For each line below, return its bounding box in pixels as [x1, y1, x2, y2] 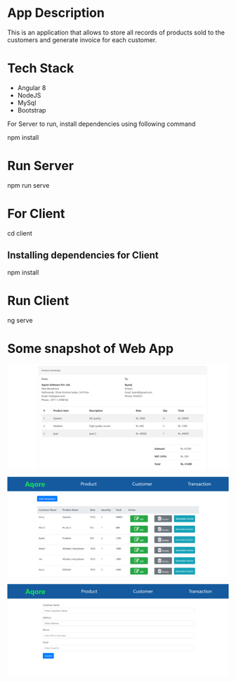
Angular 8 [17, 83, 46, 92]
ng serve [7, 316, 33, 324]
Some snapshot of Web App [7, 340, 174, 356]
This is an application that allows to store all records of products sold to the [7, 28, 225, 37]
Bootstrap [17, 105, 46, 114]
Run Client [7, 292, 70, 309]
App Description [7, 5, 105, 21]
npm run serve [7, 181, 50, 189]
